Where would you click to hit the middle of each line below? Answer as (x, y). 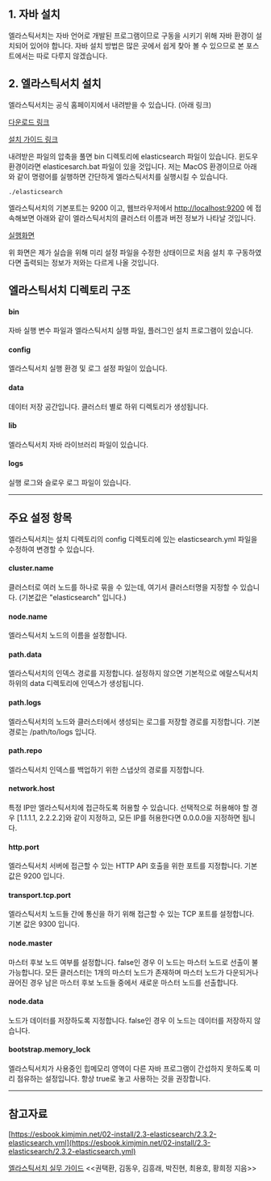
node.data (26, 1001)
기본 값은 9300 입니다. (44, 924)
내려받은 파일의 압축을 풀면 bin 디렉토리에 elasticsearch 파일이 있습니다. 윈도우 (133, 156)
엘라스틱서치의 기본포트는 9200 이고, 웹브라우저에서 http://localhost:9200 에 (131, 208)
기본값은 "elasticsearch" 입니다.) (74, 598)
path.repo (25, 751)
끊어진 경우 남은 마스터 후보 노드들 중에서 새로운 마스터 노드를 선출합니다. (123, 982)
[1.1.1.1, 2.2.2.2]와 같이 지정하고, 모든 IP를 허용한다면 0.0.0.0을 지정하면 (128, 818)
